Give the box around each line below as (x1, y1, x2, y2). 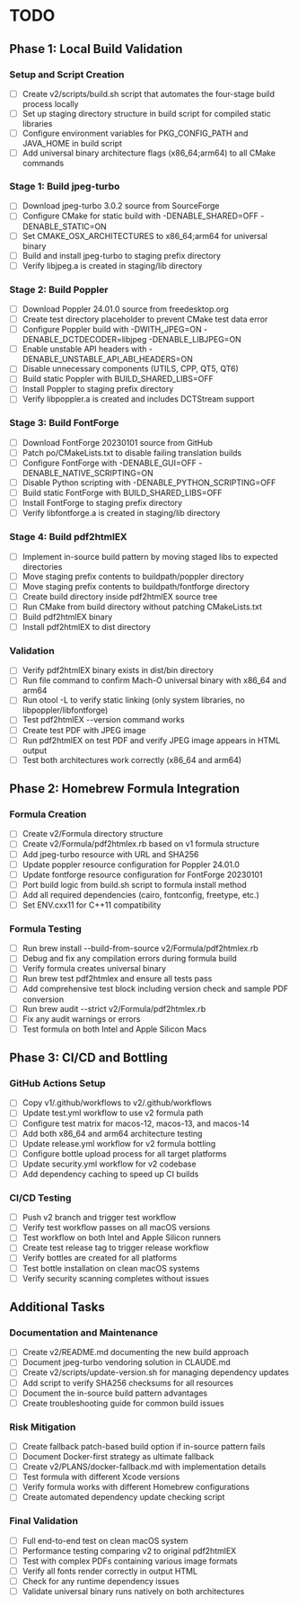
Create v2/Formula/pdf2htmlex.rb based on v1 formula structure (22, 838, 260, 849)
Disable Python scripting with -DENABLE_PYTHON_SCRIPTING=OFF (22, 477, 276, 488)
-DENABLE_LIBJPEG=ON (148, 334, 242, 345)
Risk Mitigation (9, 1421, 76, 1433)
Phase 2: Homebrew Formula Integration (9, 781, 241, 796)
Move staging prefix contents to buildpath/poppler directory (22, 571, 244, 581)
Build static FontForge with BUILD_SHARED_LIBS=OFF (22, 487, 223, 499)
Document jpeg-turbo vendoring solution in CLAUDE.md (22, 1357, 231, 1368)
